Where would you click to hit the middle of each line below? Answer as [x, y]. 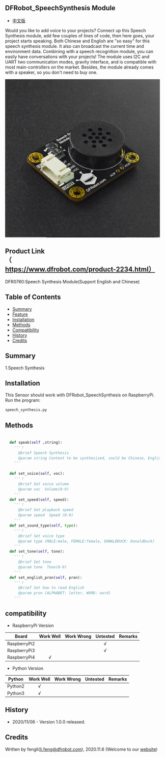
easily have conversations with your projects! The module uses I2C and [77, 57]
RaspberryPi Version [33, 625]
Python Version [28, 668]
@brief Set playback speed [46, 510]
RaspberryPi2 [21, 643]
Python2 [16, 686]
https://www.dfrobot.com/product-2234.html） [80, 270]
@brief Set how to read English [51, 588]
